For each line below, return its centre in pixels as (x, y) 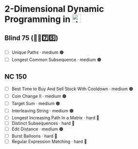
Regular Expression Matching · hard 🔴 (49, 141)
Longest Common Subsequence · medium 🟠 (56, 60)
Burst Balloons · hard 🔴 (34, 136)
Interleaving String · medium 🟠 (43, 111)
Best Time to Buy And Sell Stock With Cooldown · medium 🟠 (72, 89)
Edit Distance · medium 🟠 (37, 129)
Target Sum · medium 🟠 (36, 103)
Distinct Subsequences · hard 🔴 (43, 123)
